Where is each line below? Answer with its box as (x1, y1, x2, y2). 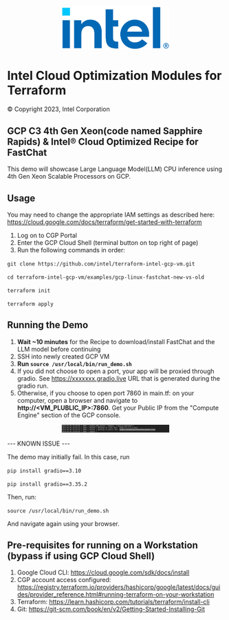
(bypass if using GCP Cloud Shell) (7, 550, 155, 562)
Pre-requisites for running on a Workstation (7, 539, 198, 551)
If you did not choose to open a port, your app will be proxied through (17, 367, 215, 375)
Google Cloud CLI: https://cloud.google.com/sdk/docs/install (17, 568, 190, 577)
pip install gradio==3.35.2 (7, 481, 88, 488)
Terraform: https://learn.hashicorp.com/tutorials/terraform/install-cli (17, 598, 210, 606)
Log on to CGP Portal (17, 231, 78, 240)
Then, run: (7, 492, 36, 501)
